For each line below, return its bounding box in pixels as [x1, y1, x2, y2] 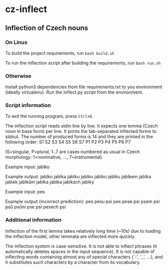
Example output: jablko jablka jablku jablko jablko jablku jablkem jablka [5, 174, 151, 180]
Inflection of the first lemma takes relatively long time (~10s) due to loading [5, 228, 161, 234]
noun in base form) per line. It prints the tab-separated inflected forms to [5, 128, 157, 134]
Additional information [5, 217, 62, 224]
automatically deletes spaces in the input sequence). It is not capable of [5, 248, 155, 254]
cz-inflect [5, 4, 47, 15]
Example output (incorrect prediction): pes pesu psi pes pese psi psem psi [5, 198, 160, 205]
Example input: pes [5, 189, 45, 195]
